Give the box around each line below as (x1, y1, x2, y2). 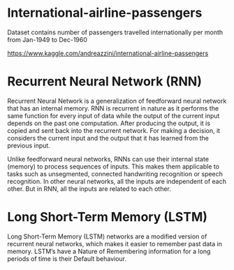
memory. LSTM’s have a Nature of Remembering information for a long (7, 247, 211, 255)
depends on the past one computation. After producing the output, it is (7, 119, 211, 127)
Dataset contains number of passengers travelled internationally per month (7, 28, 224, 36)
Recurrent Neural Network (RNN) (7, 73, 203, 90)
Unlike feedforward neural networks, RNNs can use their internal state (7, 155, 210, 163)
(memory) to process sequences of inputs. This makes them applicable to (7, 162, 220, 171)
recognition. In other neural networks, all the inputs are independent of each (7, 177, 227, 185)
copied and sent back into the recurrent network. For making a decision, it (7, 126, 221, 134)
